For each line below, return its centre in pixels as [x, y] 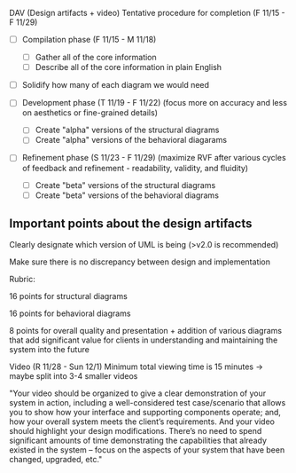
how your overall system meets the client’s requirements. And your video [142, 422]
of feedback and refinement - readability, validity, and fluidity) [135, 168]
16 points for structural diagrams [69, 296]
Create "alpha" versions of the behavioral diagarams [131, 140]
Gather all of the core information [96, 58]
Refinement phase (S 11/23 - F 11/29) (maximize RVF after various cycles [154, 158]
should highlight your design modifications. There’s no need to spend [136, 431]
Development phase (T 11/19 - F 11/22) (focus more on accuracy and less [155, 103]
